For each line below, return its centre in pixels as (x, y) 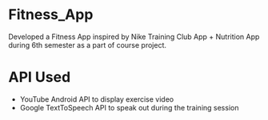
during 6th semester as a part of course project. (87, 45)
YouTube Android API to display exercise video (97, 99)
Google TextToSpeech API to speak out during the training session (129, 107)
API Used (40, 77)
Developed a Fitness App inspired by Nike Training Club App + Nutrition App (134, 37)
